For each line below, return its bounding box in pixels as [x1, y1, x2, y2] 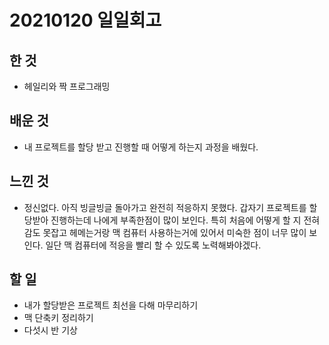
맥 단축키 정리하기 [23, 312, 94, 324]
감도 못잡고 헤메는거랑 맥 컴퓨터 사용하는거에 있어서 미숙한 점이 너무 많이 [23, 226, 307, 238]
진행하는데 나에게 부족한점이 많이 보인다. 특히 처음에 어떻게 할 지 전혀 [50, 214, 321, 226]
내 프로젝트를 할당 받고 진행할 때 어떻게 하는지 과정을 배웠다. [23, 141, 259, 153]
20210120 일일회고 [9, 9, 162, 32]
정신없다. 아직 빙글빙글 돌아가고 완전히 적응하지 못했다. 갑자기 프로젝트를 [23, 201, 307, 213]
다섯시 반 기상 [23, 324, 78, 336]
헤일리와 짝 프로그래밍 [23, 81, 111, 92]
